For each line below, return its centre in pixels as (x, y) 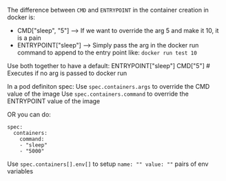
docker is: (21, 17)
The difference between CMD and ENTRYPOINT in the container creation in (108, 10)
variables (20, 171)
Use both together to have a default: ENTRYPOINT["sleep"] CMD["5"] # (109, 66)
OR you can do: (29, 114)
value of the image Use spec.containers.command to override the (98, 94)
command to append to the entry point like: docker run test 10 (107, 52)
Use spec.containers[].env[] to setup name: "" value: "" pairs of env (108, 164)
